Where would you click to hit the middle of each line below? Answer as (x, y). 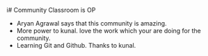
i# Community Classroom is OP (51, 10)
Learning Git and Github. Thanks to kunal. (76, 45)
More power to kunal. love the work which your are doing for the (109, 31)
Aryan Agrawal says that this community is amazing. (92, 23)
